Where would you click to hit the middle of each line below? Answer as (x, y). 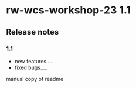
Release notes (33, 32)
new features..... (34, 61)
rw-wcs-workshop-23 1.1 (68, 10)
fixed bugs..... (31, 67)
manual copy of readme (35, 79)
